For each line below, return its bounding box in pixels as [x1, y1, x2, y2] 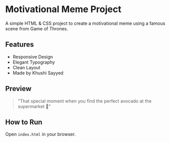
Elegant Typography [12, 59, 55, 65]
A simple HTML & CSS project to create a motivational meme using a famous [5, 20, 165, 26]
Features [5, 40, 34, 49]
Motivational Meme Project [5, 4, 122, 15]
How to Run [5, 118, 43, 126]
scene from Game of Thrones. [5, 25, 69, 31]
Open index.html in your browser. [5, 131, 76, 137]
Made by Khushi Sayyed [12, 70, 63, 76]
